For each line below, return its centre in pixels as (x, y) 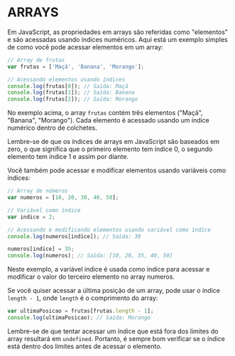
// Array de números (38, 191)
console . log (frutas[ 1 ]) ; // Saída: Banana (71, 93)
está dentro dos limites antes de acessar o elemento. (84, 346)
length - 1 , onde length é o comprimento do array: (83, 298)
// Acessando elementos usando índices (66, 79)
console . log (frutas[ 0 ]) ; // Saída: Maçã (68, 86)
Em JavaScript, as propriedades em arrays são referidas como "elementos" (118, 32)
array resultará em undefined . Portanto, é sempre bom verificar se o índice (116, 338)
